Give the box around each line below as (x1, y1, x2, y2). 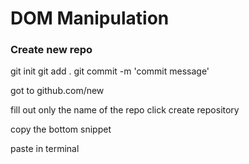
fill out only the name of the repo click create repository (10, 104, 240, 116)
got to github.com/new (10, 85, 105, 97)
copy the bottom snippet (10, 123, 112, 136)
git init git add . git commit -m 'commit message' (10, 65, 210, 77)
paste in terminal (10, 143, 80, 155)
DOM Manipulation (10, 7, 170, 30)
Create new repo (10, 43, 93, 57)
